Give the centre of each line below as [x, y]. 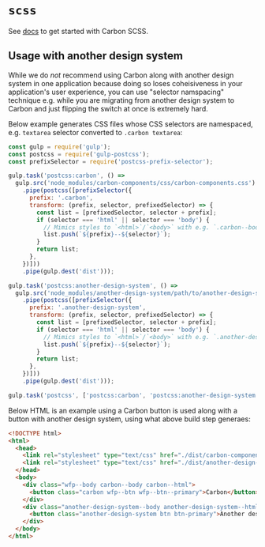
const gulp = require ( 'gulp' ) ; [60, 147]
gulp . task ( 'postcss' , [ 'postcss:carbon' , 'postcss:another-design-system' [134, 395]
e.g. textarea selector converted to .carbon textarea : [95, 132]
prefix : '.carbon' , [61, 198]
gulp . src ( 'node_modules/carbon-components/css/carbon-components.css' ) [136, 183]
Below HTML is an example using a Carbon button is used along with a [123, 410]
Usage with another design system [96, 56]
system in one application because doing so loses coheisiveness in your [125, 83]
